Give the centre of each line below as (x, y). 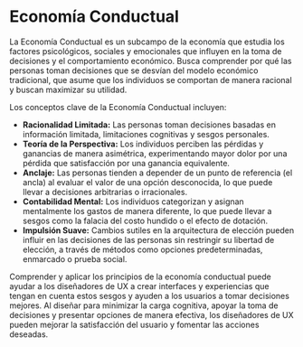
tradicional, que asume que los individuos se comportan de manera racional (151, 80)
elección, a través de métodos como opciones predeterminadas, (142, 249)
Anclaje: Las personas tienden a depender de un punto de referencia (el (157, 173)
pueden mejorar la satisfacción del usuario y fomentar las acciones (134, 324)
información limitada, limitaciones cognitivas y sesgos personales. (146, 134)
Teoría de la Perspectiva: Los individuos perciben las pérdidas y (143, 144)
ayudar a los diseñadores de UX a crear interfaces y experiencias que (139, 286)
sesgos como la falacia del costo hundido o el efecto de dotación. (145, 220)
